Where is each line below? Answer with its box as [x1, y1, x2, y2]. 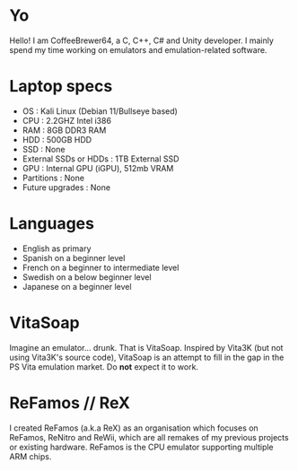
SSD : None [22, 144, 66, 154]
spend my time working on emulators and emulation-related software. [9, 44, 267, 55]
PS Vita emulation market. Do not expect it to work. [9, 361, 199, 372]
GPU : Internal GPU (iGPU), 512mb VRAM [22, 162, 174, 173]
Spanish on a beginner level [22, 252, 126, 263]
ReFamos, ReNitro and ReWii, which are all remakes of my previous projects [9, 432, 289, 442]
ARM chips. [9, 450, 52, 462]
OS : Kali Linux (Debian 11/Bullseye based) [22, 105, 178, 117]
